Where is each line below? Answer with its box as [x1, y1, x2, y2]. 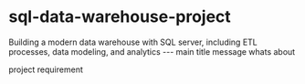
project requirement [8, 64, 83, 75]
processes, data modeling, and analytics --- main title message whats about [8, 46, 296, 57]
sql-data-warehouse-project [8, 6, 232, 27]
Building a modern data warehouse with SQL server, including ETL [8, 37, 258, 47]
